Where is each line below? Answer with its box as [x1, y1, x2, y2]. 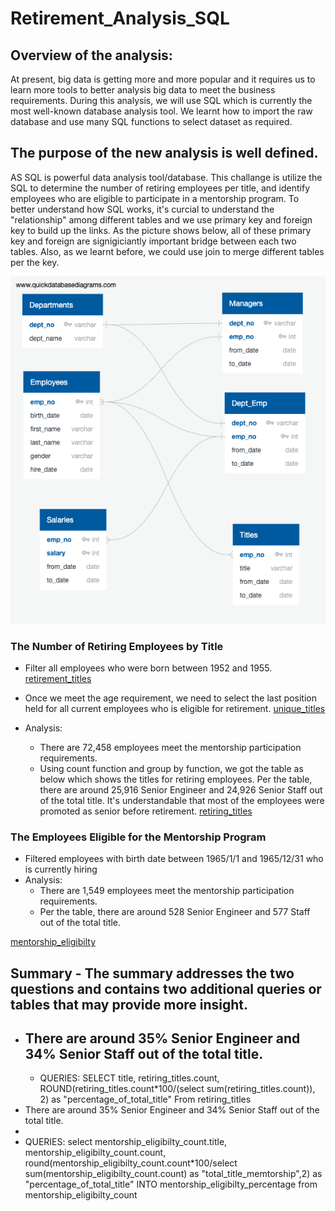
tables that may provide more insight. [10, 996, 249, 1013]
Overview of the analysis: [10, 47, 173, 64]
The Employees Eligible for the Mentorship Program [10, 830, 267, 844]
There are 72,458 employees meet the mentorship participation [39, 741, 302, 753]
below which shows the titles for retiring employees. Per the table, [39, 773, 313, 785]
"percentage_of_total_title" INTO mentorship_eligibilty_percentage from [24, 1178, 318, 1191]
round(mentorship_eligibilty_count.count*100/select [24, 1157, 238, 1169]
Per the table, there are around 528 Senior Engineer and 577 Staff [39, 906, 311, 918]
